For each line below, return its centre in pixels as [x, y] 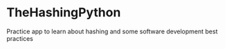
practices [20, 38]
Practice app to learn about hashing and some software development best [112, 31]
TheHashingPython [64, 13]
